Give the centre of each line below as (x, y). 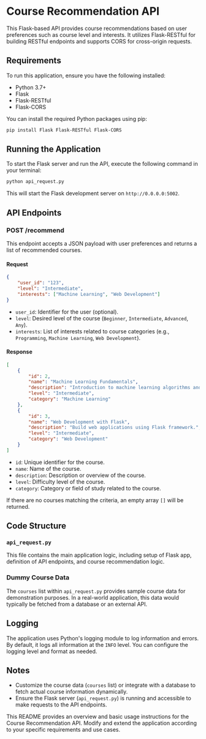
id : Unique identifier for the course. (60, 462)
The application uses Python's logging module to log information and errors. (103, 638)
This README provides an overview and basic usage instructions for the (97, 717)
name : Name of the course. (48, 468)
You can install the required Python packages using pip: (77, 118)
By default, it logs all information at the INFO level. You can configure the (97, 644)
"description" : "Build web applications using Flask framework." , (115, 428)
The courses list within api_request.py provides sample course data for (96, 591)
